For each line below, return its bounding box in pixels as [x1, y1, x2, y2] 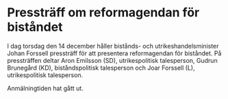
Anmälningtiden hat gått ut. [7, 84, 84, 92]
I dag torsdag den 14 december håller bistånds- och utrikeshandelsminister [7, 42, 219, 50]
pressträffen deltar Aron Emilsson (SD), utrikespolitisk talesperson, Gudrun [7, 56, 218, 64]
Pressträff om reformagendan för [7, 5, 200, 20]
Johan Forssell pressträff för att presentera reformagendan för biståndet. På [7, 49, 222, 57]
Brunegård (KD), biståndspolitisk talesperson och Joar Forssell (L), [7, 63, 195, 72]
